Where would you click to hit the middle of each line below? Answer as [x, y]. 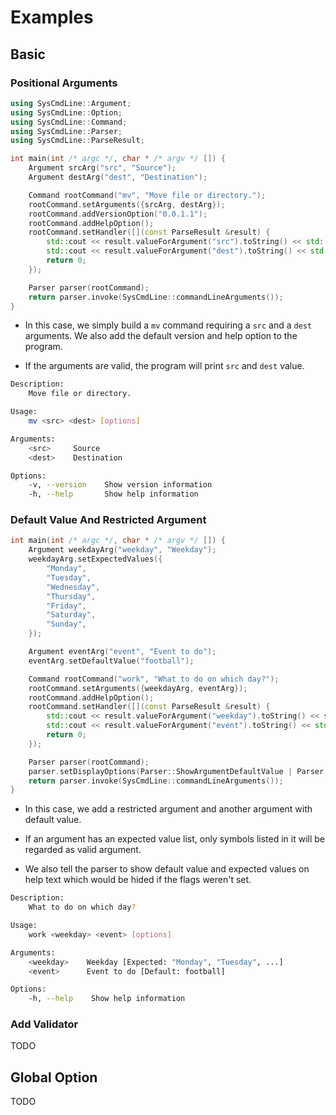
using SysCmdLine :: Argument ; [71, 103]
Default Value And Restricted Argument [108, 520]
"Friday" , [66, 606]
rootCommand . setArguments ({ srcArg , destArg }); [127, 204]
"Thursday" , [71, 596]
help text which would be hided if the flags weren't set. [138, 880]
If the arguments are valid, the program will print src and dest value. [164, 366]
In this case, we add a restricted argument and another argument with [168, 809]
